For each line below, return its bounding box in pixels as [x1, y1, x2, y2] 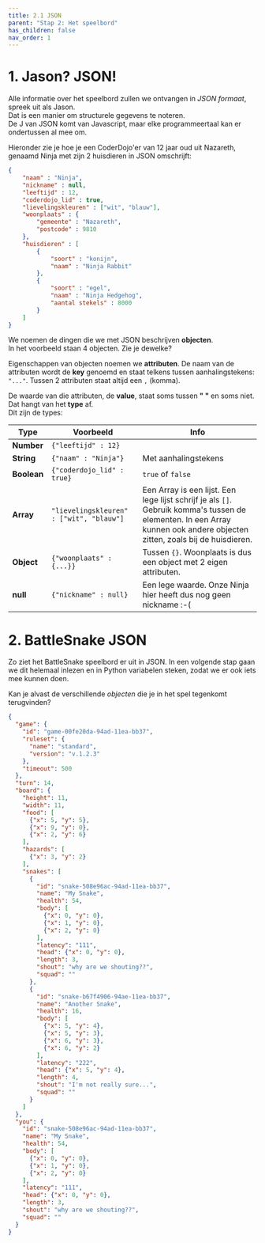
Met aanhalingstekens [142, 453, 224, 464]
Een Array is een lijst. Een [142, 484, 237, 495]
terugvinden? [8, 698, 51, 707]
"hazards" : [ [22, 846, 65, 854]
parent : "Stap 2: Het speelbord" [8, 19, 118, 27]
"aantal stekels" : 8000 [50, 298, 132, 307]
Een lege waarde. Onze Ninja [142, 579, 250, 590]
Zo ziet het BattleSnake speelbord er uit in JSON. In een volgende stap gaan [8, 658, 256, 667]
